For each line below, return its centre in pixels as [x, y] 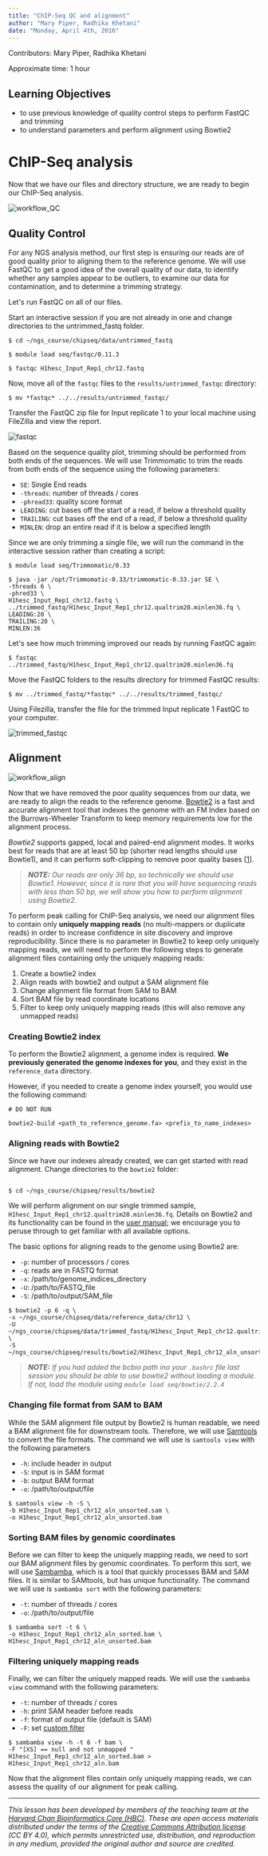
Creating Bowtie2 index [55, 1036]
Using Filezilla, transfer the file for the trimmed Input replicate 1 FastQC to [129, 709]
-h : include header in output [65, 1463]
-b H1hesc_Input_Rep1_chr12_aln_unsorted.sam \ [89, 1510]
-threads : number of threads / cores [79, 493]
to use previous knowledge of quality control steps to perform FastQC [134, 113]
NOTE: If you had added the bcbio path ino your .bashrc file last [134, 1367]
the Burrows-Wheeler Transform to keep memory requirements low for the [130, 818]
